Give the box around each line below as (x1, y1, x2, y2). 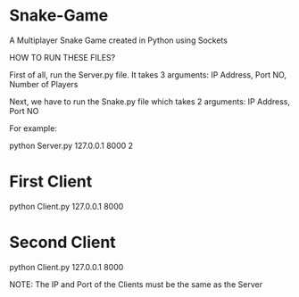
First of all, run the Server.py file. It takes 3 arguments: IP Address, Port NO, (9, 69, 287, 80)
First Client (9, 171, 93, 192)
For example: (9, 122, 58, 134)
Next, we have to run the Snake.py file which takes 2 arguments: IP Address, (9, 95, 291, 107)
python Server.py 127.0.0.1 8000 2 (9, 140, 134, 151)
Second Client (9, 233, 116, 252)
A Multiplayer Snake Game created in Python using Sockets (9, 35, 228, 45)
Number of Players (9, 78, 79, 89)
